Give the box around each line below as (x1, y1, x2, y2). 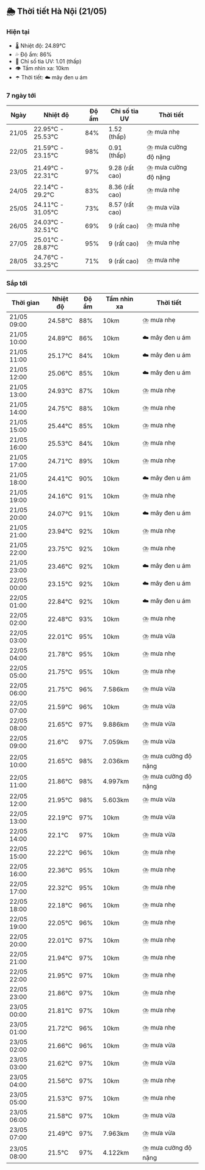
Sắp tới (6, 278, 27, 287)
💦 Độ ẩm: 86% (15, 51, 52, 58)
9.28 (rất (108, 164, 134, 172)
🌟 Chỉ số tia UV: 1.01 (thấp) (15, 57, 82, 65)
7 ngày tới (6, 91, 37, 100)
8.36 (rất (108, 183, 134, 191)
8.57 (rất (108, 200, 134, 209)
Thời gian (11, 299, 40, 307)
